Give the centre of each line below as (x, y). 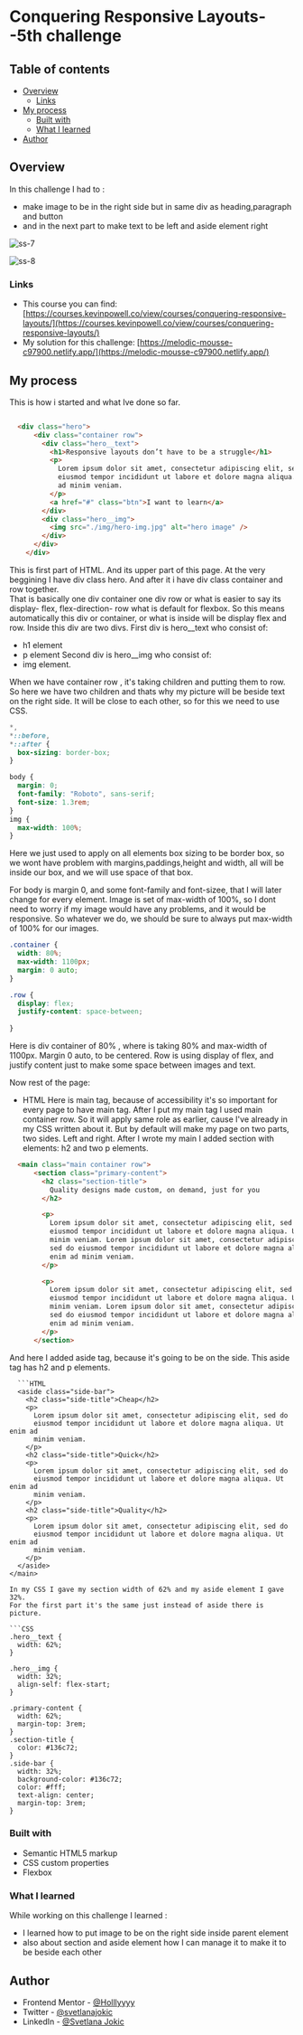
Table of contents (60, 69)
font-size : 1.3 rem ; (54, 802)
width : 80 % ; (40, 954)
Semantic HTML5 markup (70, 1853)
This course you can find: (70, 304)
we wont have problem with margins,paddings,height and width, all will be (147, 863)
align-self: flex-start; (64, 1684)
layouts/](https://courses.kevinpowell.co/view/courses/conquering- (148, 324)
